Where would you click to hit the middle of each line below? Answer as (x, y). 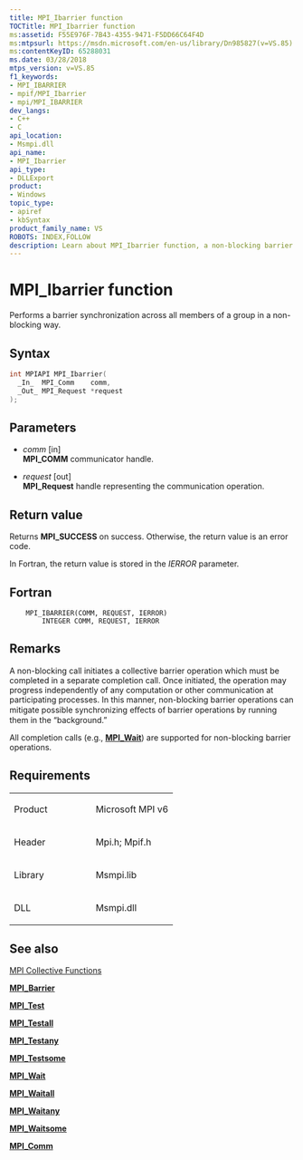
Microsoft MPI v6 (132, 809)
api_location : (36, 136)
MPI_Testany (34, 1041)
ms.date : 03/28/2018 (48, 60)
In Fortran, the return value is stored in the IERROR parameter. (124, 564)
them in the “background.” (58, 720)
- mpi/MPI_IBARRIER (46, 102)
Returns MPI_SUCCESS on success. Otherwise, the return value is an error (149, 536)
